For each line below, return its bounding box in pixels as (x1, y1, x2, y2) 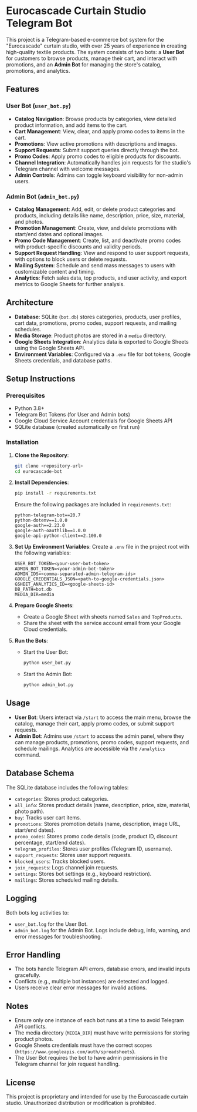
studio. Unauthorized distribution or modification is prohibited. (6, 1099, 157, 1106)
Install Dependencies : (14, 479, 69, 486)
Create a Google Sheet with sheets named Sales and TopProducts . (23, 613, 183, 620)
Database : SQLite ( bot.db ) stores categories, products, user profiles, (14, 313, 182, 320)
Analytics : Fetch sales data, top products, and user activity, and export (14, 274, 187, 281)
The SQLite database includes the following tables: (6, 784, 129, 791)
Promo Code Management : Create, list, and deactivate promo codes (14, 237, 181, 244)
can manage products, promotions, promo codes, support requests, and (14, 738, 189, 745)
